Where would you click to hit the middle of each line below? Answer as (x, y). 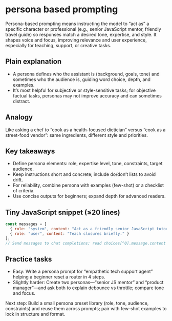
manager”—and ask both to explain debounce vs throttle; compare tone (88, 288)
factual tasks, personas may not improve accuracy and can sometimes (87, 95)
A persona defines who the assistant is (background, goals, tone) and (86, 74)
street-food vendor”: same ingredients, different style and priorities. (77, 135)
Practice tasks (29, 259)
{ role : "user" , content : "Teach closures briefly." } (70, 234)
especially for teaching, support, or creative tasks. (58, 45)
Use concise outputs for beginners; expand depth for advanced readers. (89, 196)
